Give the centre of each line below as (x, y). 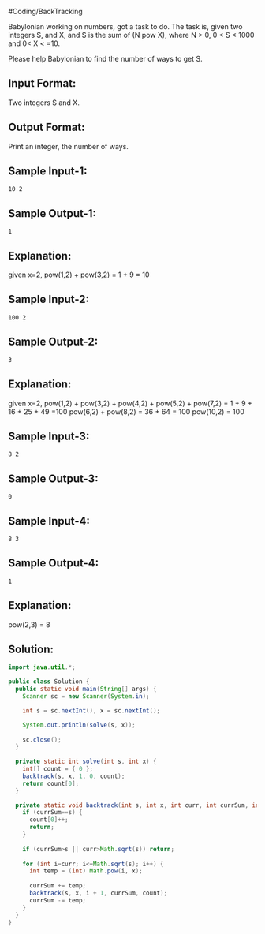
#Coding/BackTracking (45, 11)
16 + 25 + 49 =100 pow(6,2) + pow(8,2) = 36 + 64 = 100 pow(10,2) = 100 (126, 411)
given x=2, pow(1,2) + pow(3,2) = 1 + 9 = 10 (79, 275)
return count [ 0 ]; (51, 783)
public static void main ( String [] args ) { (86, 689)
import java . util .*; (42, 667)
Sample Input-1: (48, 172)
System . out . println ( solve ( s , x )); (79, 725)
